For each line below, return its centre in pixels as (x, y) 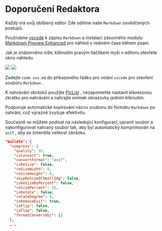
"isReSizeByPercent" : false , (44, 183)
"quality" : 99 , (30, 151)
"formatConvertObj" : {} (39, 215)
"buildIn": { (19, 141)
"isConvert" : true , (34, 155)
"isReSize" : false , (34, 165)
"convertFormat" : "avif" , (41, 160)
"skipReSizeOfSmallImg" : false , (47, 178)
